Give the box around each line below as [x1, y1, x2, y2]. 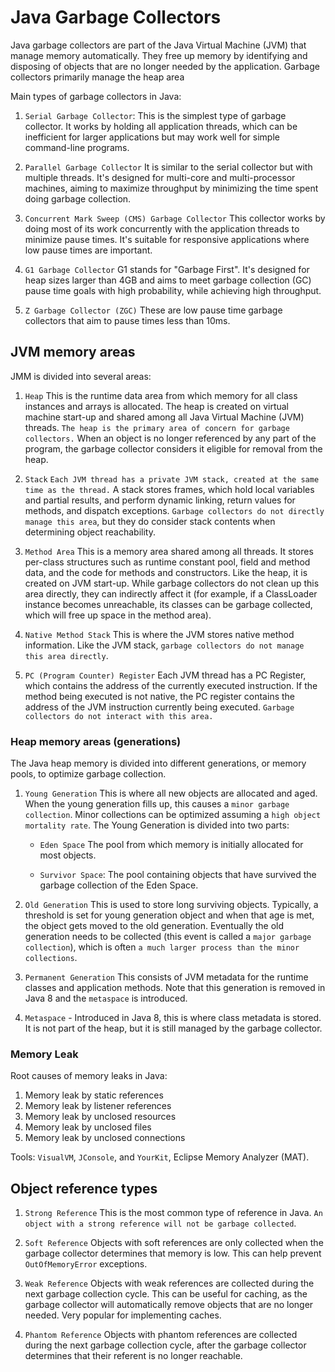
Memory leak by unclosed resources [24, 1111, 177, 1123]
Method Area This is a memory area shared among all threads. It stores [24, 545, 314, 557]
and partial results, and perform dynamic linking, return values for [24, 494, 296, 506]
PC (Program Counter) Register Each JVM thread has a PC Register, [24, 669, 307, 681]
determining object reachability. [24, 526, 156, 538]
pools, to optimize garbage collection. [10, 768, 167, 780]
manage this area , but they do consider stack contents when [24, 515, 276, 527]
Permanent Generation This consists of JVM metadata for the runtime [24, 971, 309, 983]
